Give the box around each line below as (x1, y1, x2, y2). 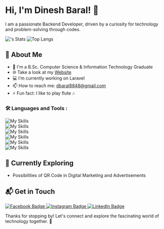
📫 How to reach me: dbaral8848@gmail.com (12, 82, 106, 88)
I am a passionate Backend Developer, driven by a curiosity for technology (5, 21, 158, 27)
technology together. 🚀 (5, 218, 52, 224)
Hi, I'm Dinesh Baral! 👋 (5, 4, 99, 16)
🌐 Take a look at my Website (12, 69, 71, 75)
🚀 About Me (5, 50, 42, 59)
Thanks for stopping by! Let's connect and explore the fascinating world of (5, 212, 159, 219)
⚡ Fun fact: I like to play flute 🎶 (12, 90, 75, 96)
